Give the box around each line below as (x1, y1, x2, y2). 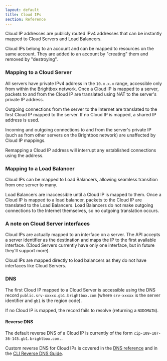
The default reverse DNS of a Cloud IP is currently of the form (5, 330, 133, 336)
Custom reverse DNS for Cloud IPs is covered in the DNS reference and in (5, 345, 158, 351)
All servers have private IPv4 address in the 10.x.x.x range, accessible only (5, 80, 162, 86)
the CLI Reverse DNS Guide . (5, 350, 64, 356)
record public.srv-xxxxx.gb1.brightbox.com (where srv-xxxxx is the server (5, 292, 160, 298)
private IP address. (5, 96, 44, 102)
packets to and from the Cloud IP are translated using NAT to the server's (5, 91, 157, 97)
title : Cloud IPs (5, 12, 42, 17)
